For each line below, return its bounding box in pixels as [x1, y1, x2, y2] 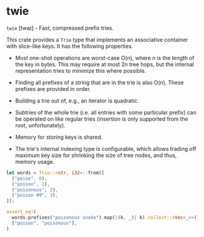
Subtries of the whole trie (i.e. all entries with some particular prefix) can [15, 108, 197, 116]
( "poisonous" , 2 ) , [12, 187, 59, 193]
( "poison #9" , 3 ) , [12, 192, 59, 198]
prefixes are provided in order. [15, 85, 91, 92]
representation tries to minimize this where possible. [15, 67, 146, 74]
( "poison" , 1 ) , [12, 181, 50, 187]
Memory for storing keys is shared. [15, 133, 103, 141]
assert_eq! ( [6, 209, 36, 215]
